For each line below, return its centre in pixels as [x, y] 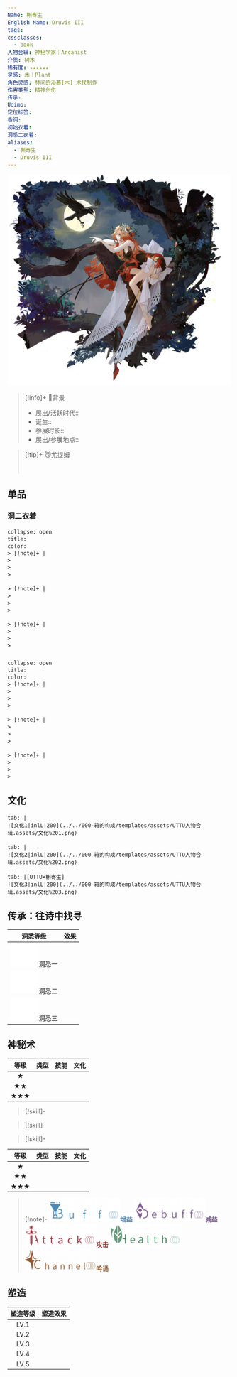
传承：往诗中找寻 [45, 916]
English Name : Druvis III [45, 22]
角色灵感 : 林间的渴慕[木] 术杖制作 [53, 82]
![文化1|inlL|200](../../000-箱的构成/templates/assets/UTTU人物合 [104, 826]
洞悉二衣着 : [22, 135]
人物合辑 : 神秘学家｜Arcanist [47, 53]
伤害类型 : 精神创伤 [32, 90]
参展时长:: [50, 431]
